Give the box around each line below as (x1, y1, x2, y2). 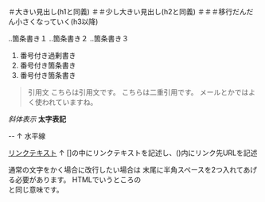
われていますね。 (41, 98, 98, 107)
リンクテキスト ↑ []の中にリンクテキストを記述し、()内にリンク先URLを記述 (8, 148, 258, 157)
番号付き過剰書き (19, 51, 76, 60)
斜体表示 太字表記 (8, 115, 66, 123)
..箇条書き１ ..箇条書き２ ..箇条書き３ (8, 34, 130, 43)
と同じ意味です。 (8, 185, 64, 194)
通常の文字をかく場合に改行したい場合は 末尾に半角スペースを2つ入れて (8, 165, 244, 174)
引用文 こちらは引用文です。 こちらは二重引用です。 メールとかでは (27, 87, 249, 97)
